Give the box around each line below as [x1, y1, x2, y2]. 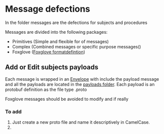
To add [5, 108, 22, 115]
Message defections [5, 3, 91, 15]
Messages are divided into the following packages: [5, 29, 108, 35]
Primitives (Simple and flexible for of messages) [12, 38, 109, 45]
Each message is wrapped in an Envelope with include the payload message [5, 76, 159, 82]
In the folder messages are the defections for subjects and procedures [5, 20, 148, 25]
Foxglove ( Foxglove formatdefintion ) [12, 49, 86, 55]
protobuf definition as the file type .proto [5, 87, 87, 92]
